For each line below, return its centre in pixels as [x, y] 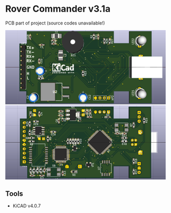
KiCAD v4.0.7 [26, 206]
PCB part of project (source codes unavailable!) [55, 23]
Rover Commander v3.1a [58, 9]
